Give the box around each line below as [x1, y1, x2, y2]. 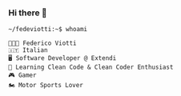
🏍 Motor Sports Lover [8, 82, 84, 90]
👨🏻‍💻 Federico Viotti [8, 39, 78, 47]
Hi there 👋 [8, 7, 48, 18]
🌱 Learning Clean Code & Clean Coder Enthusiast [8, 63, 174, 71]
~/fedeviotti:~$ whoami [8, 26, 88, 34]
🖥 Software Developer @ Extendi [8, 54, 117, 62]
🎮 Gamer [8, 71, 37, 79]
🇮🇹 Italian [8, 46, 48, 54]
